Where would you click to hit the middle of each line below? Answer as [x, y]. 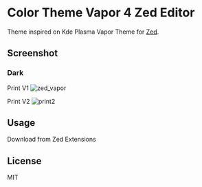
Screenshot [33, 53]
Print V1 [18, 88]
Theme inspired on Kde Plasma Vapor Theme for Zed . [83, 32]
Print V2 [19, 101]
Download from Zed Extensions [52, 140]
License [24, 161]
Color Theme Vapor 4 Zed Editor [101, 13]
